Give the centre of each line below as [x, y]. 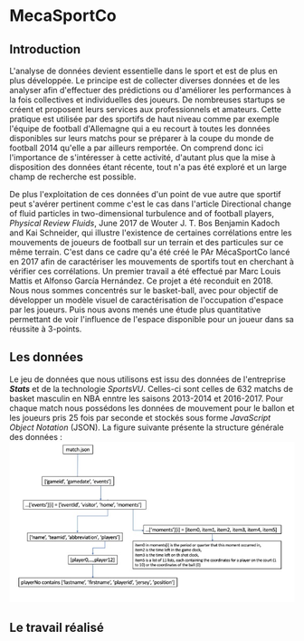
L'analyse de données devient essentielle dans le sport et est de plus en [143, 71]
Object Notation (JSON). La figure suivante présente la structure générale [147, 427]
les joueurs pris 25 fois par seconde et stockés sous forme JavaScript [140, 417]
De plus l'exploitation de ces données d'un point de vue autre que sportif [145, 194]
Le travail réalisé [57, 627]
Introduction [45, 49]
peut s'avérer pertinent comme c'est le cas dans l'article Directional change [151, 204]
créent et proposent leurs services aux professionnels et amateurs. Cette [146, 109]
